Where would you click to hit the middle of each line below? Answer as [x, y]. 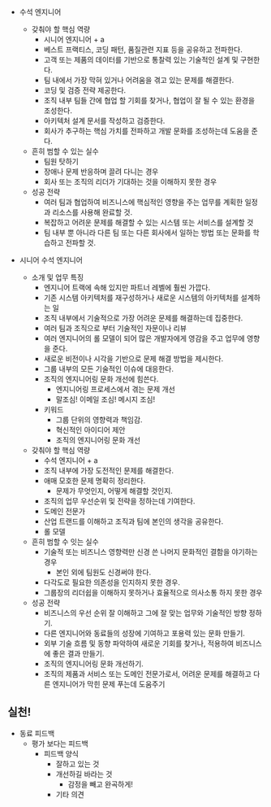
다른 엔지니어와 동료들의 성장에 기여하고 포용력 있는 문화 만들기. [144, 633]
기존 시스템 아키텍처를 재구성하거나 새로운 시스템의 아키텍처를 [141, 298]
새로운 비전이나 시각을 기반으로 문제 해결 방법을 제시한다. [133, 359]
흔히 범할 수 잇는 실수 [65, 542]
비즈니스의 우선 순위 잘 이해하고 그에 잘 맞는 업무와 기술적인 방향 [145, 613]
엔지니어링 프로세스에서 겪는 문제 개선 [115, 389]
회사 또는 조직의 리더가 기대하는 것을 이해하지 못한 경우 [130, 182]
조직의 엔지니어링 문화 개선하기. [93, 664]
